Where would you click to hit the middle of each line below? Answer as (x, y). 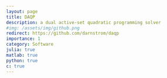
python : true (22, 60)
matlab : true (22, 55)
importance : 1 (23, 39)
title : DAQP (21, 17)
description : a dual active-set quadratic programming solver (83, 22)
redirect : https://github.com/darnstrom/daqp (62, 33)
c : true (16, 66)
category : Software (30, 45)
